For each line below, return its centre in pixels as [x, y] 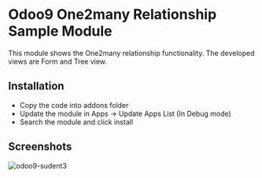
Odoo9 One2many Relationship [113, 15]
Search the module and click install [76, 122]
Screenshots [40, 147]
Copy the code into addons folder [74, 105]
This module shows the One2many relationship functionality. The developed [131, 53]
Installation [36, 86]
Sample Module [60, 31]
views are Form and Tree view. [58, 61]
